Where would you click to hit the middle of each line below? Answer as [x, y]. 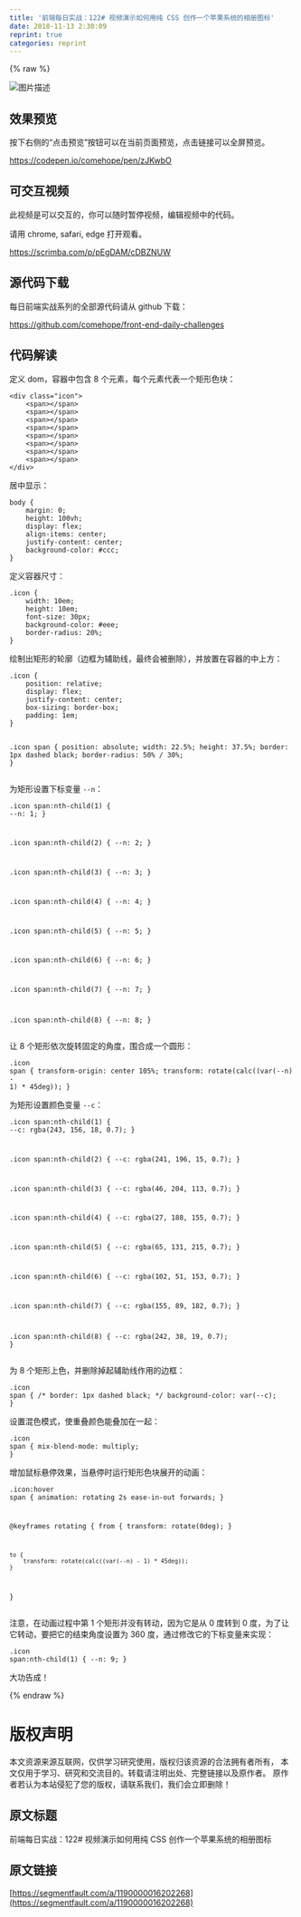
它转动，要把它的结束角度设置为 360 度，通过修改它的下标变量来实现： [142, 1634]
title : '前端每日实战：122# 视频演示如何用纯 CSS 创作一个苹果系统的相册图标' [142, 18]
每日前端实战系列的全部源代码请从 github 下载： [99, 306]
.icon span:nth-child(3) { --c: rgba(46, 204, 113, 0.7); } [125, 1189]
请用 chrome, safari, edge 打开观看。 [78, 234]
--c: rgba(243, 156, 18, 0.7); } [72, 1130]
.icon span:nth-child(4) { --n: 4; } [80, 901]
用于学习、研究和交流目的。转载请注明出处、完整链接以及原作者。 [148, 1773]
